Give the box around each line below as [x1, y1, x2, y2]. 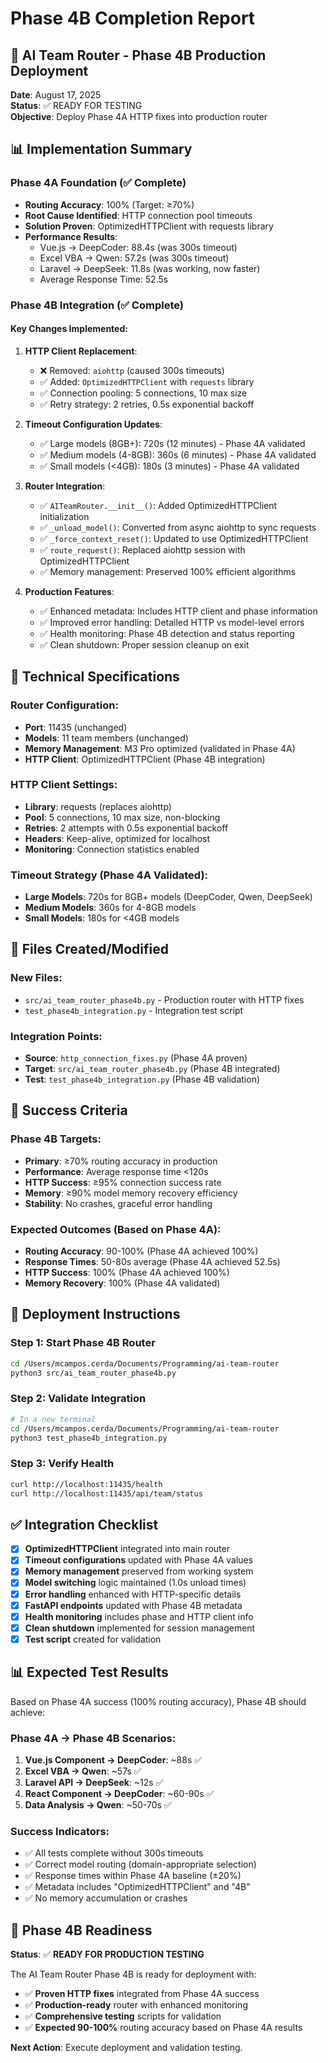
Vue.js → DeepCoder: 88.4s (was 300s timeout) [39, 241, 238, 253]
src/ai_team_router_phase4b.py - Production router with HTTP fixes [24, 993, 305, 1006]
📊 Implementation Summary [10, 141, 193, 158]
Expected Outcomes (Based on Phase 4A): [10, 1222, 222, 1236]
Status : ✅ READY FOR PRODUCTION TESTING [10, 1948, 205, 1961]
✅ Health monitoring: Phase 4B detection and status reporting [39, 627, 295, 639]
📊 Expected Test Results [10, 1664, 169, 1681]
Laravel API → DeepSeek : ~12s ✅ [24, 1776, 164, 1788]
